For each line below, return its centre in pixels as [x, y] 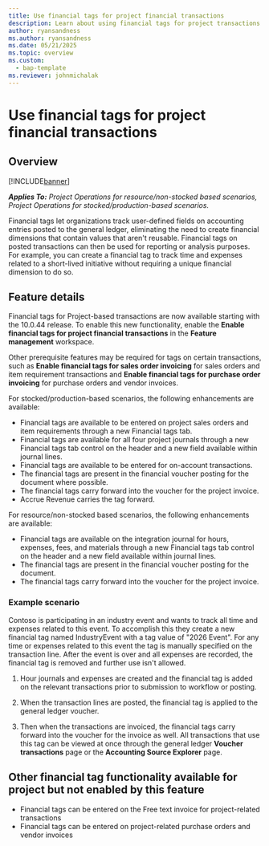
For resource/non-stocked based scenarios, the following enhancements [129, 515]
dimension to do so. [41, 272]
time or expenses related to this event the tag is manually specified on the [130, 645]
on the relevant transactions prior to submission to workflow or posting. [138, 686]
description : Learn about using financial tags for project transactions [134, 23]
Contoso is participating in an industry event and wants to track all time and [133, 620]
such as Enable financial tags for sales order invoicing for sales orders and [134, 366]
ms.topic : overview [41, 53]
